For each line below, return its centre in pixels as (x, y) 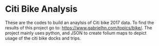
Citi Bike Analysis (41, 9)
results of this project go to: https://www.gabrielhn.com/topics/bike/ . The (79, 27)
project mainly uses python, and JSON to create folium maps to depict (76, 33)
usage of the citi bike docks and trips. (43, 38)
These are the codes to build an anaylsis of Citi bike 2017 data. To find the (79, 23)
